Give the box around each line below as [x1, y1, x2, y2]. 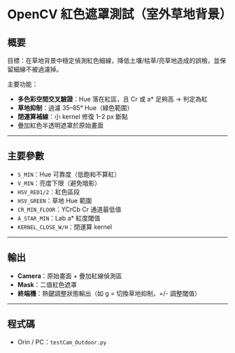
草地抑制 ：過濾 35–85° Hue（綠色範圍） [17, 104, 134, 112]
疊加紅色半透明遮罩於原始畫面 [17, 121, 104, 130]
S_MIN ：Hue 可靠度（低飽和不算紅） [17, 169, 121, 179]
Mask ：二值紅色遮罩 [17, 280, 77, 289]
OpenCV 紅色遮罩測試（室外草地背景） [7, 6, 232, 22]
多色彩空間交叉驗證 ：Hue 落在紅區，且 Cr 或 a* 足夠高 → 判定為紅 [17, 95, 208, 103]
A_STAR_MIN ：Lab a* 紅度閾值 [17, 214, 101, 222]
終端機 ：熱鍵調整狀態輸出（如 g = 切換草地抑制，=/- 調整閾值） [17, 289, 201, 298]
